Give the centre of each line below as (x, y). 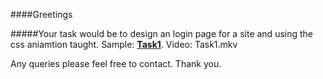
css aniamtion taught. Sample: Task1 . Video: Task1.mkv (124, 44)
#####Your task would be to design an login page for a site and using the (162, 33)
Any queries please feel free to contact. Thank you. (116, 63)
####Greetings (41, 14)
